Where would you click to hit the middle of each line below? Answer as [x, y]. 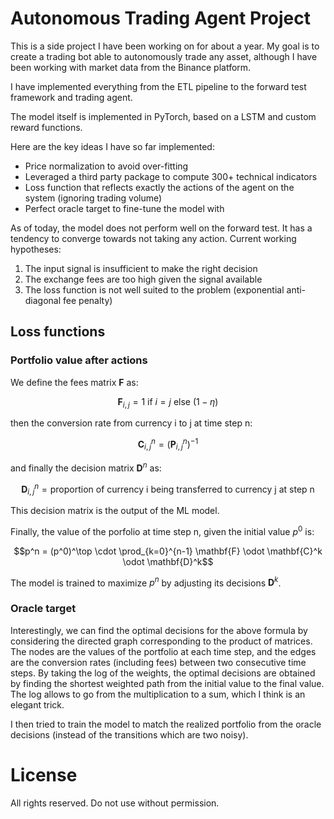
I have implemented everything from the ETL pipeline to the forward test [158, 86]
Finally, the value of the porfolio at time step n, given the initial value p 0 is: [162, 530]
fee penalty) [88, 300]
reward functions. [46, 127]
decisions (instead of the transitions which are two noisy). [129, 734]
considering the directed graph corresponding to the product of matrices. [161, 641]
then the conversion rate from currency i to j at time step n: [131, 423]
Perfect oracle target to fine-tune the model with [124, 208]
